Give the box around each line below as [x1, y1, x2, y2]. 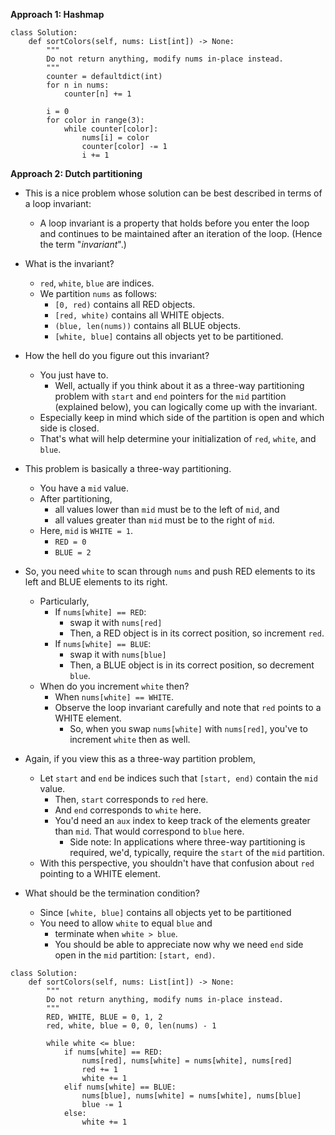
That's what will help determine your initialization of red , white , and [39, 433, 317, 444]
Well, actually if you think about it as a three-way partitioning [54, 380, 305, 391]
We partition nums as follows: [39, 288, 158, 299]
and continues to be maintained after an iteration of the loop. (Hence [39, 228, 323, 239]
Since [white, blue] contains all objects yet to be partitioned [39, 907, 292, 918]
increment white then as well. [69, 734, 191, 745]
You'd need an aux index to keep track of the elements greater [54, 815, 311, 826]
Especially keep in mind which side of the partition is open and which [39, 412, 325, 423]
